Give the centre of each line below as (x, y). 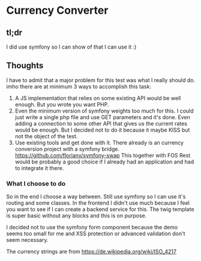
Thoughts (25, 66)
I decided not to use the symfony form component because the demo (92, 227)
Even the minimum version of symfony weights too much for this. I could (104, 111)
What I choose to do (36, 183)
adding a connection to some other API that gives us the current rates (101, 123)
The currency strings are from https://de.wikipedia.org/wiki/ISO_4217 (91, 251)
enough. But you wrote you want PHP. (62, 104)
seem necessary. (27, 240)
